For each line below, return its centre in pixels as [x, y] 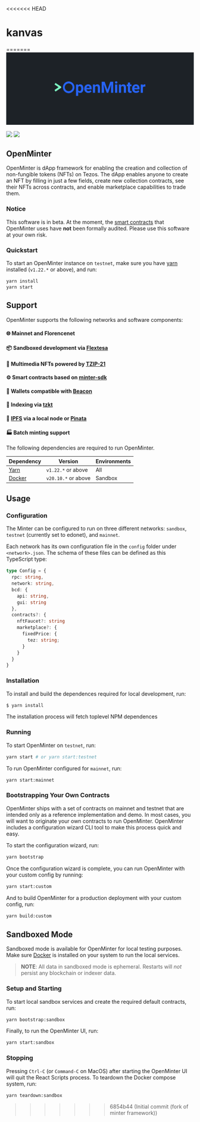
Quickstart [22, 250]
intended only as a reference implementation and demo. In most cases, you [99, 814]
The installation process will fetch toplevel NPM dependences [82, 717]
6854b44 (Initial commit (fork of [149, 1106]
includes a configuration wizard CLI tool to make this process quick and [94, 827]
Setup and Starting [34, 989]
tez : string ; [44, 640]
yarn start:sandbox [30, 1043]
